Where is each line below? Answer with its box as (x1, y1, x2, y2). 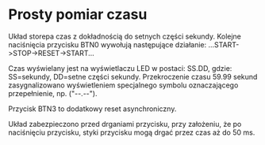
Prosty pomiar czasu (8, 6, 148, 24)
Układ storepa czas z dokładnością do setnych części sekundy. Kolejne (8, 32, 242, 41)
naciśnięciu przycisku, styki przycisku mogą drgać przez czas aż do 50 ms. (8, 128, 255, 137)
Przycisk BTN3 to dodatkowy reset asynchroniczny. (8, 104, 177, 113)
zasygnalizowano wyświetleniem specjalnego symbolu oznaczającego (8, 80, 239, 90)
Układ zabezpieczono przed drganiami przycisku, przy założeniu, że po (8, 119, 242, 128)
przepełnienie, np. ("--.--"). (8, 88, 98, 98)
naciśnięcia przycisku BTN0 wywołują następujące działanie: (8, 39, 207, 49)
